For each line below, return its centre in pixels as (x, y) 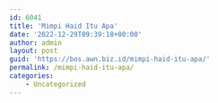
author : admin (36, 43)
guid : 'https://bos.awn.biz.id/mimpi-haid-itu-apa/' (110, 59)
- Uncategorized (56, 84)
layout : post (34, 51)
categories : (31, 76)
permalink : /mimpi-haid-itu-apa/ (72, 68)
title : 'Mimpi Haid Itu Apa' (64, 26)
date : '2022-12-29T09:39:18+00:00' (76, 34)
